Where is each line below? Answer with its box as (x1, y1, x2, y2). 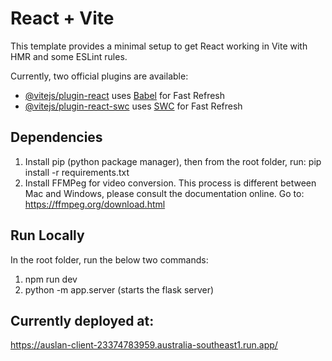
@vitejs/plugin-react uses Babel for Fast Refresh (24, 89, 226, 101)
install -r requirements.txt (24, 166, 130, 178)
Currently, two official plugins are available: (10, 70, 189, 82)
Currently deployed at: (10, 312, 155, 329)
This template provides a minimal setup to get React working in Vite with (10, 40, 308, 52)
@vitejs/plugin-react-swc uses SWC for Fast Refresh (24, 100, 243, 112)
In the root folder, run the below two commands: (10, 253, 209, 266)
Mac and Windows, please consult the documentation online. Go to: (24, 187, 305, 199)
